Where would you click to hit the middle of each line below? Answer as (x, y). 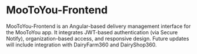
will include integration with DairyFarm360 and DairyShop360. (81, 45)
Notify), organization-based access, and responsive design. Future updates (98, 38)
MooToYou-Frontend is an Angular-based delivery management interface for (98, 26)
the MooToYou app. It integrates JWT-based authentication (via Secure (92, 32)
